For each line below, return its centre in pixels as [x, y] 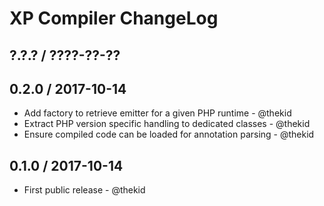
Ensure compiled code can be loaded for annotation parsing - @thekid [169, 134]
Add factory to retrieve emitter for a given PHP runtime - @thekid [157, 113]
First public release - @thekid [84, 190]
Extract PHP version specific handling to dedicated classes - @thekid [167, 124]
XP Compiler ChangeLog [114, 18]
